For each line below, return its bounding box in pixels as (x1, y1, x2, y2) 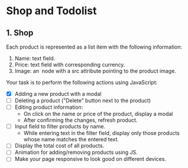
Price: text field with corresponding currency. (14, 61, 125, 68)
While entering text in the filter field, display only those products (23, 130, 180, 137)
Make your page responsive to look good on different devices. (14, 156, 167, 163)
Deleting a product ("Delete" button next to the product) (14, 97, 151, 104)
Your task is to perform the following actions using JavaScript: (6, 79, 158, 86)
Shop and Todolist (6, 4, 97, 18)
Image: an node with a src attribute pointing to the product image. (14, 67, 176, 75)
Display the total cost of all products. (14, 142, 105, 149)
